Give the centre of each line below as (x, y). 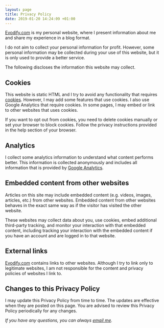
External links (26, 251)
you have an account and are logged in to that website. (60, 235)
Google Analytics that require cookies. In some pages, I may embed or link (80, 105)
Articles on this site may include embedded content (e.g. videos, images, (79, 195)
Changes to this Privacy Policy (53, 289)
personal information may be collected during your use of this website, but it (82, 52)
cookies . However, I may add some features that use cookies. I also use (77, 100)
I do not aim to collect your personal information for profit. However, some (80, 48)
